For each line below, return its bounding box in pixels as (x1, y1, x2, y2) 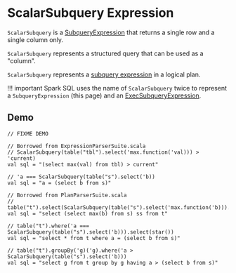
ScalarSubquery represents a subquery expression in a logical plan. (7, 70, 201, 79)
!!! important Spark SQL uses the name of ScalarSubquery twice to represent (7, 84, 227, 92)
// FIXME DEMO (7, 130, 49, 138)
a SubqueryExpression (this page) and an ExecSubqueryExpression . (7, 91, 202, 100)
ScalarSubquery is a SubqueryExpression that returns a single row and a (7, 28, 215, 36)
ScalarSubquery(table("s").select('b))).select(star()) (7, 228, 174, 236)
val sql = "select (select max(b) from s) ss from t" (7, 210, 169, 217)
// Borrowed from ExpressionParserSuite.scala (7, 142, 146, 149)
